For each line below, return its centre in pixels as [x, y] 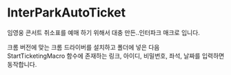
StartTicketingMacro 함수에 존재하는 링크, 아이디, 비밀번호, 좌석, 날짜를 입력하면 [116, 56]
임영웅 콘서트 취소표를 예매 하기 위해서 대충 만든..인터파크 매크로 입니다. [103, 32]
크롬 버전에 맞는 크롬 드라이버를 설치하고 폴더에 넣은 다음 [83, 47]
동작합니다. [22, 64]
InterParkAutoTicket [67, 13]
